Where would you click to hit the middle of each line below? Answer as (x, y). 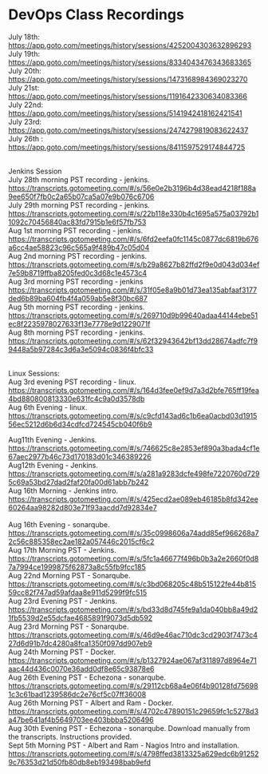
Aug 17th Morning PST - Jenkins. (63, 550)
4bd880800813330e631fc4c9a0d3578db (77, 399)
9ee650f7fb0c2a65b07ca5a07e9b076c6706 (81, 196)
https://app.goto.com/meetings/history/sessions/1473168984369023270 (128, 79)
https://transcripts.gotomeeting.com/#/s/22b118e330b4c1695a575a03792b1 (134, 213)
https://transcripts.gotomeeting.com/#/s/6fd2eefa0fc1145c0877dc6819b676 (134, 239)
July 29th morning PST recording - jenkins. (79, 204)
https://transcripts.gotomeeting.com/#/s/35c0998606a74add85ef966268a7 (134, 533)
